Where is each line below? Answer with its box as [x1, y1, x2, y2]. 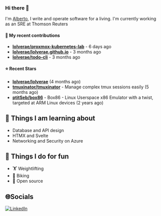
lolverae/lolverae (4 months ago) [12, 78, 81, 84]
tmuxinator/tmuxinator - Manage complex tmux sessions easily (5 [12, 84, 149, 90]
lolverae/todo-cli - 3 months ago [12, 54, 81, 60]
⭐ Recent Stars [5, 66, 37, 72]
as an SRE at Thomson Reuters [5, 21, 68, 27]
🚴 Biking [12, 173, 30, 179]
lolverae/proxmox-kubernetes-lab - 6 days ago [12, 43, 111, 49]
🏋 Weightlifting [12, 166, 44, 172]
